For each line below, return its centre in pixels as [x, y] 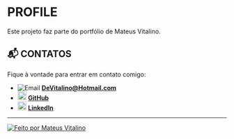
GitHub [38, 97]
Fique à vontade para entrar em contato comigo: [77, 74]
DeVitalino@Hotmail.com [79, 88]
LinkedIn [40, 108]
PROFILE [32, 12]
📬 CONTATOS [39, 54]
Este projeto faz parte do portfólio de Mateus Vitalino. [84, 31]
